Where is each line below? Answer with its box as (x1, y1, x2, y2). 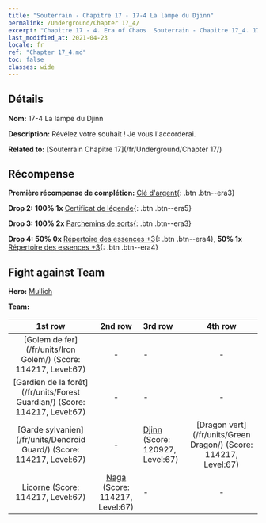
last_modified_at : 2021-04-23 (8, 33, 108, 42)
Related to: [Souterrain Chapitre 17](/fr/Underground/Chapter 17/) (8, 144, 222, 154)
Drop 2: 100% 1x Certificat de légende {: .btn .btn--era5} (8, 204, 192, 213)
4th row (206, 321, 237, 332)
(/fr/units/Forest (21, 387, 81, 398)
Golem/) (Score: (21, 354, 81, 365)
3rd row (142, 321, 173, 332)
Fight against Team (8, 265, 105, 279)
